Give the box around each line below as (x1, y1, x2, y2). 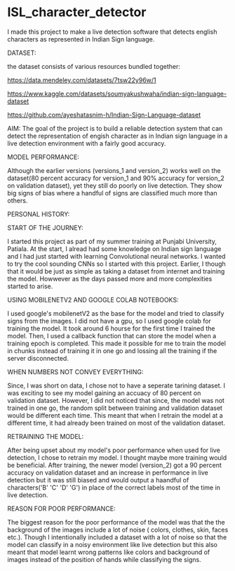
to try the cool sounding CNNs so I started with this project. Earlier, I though (7, 259, 226, 268)
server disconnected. (7, 354, 69, 362)
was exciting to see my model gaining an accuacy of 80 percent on (7, 388, 201, 397)
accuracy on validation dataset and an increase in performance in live (7, 468, 209, 477)
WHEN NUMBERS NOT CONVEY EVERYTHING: (7, 367, 144, 376)
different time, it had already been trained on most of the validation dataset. (7, 418, 226, 427)
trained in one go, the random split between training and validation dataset (7, 404, 223, 412)
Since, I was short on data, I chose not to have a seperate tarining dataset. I (7, 381, 226, 390)
